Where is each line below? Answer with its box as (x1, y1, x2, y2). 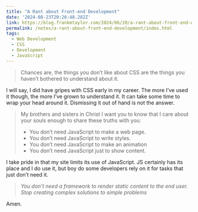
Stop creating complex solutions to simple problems (20, 188, 147, 195)
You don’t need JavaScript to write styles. (29, 134, 131, 142)
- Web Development (11, 36, 57, 42)
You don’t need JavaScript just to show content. (29, 147, 146, 154)
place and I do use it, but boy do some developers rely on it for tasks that (6, 165, 184, 172)
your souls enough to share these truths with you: (20, 116, 141, 124)
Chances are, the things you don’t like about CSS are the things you (20, 69, 185, 76)
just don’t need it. (6, 171, 49, 178)
